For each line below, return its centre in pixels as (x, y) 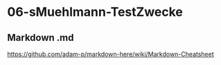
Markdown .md (41, 38)
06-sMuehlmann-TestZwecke (95, 12)
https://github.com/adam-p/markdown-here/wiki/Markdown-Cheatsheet (111, 54)
